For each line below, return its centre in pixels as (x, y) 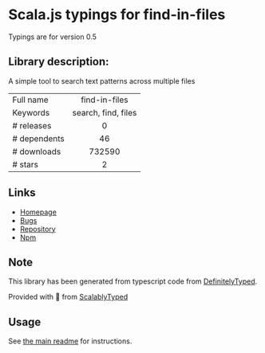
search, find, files (105, 112)
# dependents (39, 139)
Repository (38, 229)
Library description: (59, 62)
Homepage (38, 212)
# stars (25, 164)
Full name (31, 100)
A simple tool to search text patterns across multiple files (102, 80)
